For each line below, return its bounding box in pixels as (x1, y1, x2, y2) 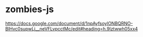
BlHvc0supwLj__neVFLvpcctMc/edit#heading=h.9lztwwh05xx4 (5, 25, 138, 31)
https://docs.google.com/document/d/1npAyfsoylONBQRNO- (5, 20, 133, 26)
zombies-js (5, 4, 54, 15)
